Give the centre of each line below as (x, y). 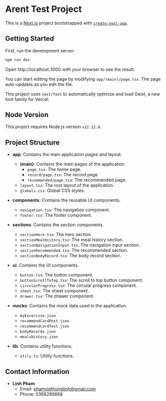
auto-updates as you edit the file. (39, 84)
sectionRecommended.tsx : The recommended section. (74, 251)
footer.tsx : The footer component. (56, 215)
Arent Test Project (44, 9)
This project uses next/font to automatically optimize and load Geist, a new (83, 94)
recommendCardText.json (45, 327)
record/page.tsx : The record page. (63, 175)
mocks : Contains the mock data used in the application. (70, 306)
